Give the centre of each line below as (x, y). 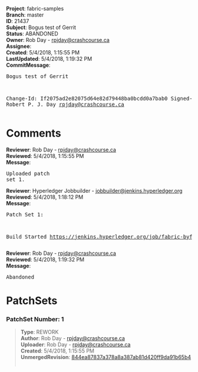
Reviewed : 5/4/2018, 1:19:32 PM (45, 259)
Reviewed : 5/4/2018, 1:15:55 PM (45, 156)
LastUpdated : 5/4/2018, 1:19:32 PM (49, 59)
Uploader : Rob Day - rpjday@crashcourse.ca (75, 345)
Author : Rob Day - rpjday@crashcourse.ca (73, 338)
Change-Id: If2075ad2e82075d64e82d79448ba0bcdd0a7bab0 (87, 98)
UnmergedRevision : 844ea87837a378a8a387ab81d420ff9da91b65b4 (106, 357)
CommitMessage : (28, 65)
